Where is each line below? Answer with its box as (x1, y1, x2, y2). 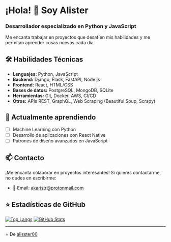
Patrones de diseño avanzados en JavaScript (12, 138, 108, 144)
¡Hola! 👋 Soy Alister (5, 5, 89, 16)
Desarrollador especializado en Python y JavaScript (5, 23, 136, 30)
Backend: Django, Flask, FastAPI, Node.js (12, 76, 100, 83)
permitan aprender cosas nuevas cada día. (5, 40, 95, 46)
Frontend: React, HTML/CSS (12, 82, 73, 88)
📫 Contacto (5, 154, 44, 162)
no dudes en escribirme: (5, 175, 57, 181)
